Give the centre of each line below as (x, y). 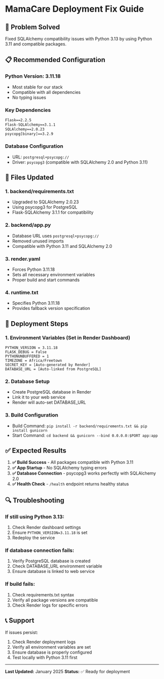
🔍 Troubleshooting (35, 500)
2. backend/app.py (28, 225)
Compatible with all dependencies (46, 92)
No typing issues (29, 97)
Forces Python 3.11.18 (33, 269)
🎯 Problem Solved (32, 27)
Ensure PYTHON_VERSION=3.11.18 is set (50, 533)
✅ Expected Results (36, 451)
